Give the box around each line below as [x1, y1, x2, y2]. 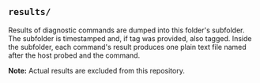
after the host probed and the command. [8, 51, 141, 60]
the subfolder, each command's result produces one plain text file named [8, 42, 247, 51]
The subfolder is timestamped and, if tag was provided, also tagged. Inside [8, 33, 252, 43]
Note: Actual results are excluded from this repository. [8, 66, 186, 75]
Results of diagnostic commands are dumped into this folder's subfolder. [8, 25, 245, 35]
